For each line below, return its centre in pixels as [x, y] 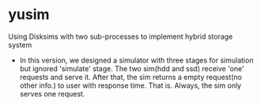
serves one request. [52, 93]
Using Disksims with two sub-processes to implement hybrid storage [121, 36]
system [20, 44]
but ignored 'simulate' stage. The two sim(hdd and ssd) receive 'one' [132, 68]
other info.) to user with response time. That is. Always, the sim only [130, 85]
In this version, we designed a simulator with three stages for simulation [136, 60]
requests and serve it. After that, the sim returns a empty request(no [131, 77]
